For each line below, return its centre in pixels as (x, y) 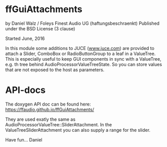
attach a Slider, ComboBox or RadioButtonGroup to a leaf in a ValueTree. (80, 54)
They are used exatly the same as (40, 119)
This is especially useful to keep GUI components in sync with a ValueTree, (83, 59)
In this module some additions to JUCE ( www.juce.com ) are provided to (80, 48)
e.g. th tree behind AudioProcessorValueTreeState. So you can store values (84, 64)
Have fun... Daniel (24, 139)
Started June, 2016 (25, 38)
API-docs (25, 90)
